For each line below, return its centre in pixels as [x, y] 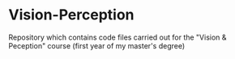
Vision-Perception [72, 15]
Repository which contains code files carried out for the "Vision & [117, 37]
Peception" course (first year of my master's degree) [97, 45]
